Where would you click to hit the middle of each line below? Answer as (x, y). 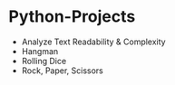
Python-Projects (72, 17)
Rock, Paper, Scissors (62, 71)
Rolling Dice (44, 61)
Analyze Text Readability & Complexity (93, 42)
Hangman (40, 51)
